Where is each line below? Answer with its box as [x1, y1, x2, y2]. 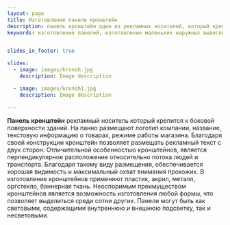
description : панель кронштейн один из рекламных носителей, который [7, 23, 210, 29]
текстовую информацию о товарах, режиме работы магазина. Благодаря [7, 131, 222, 139]
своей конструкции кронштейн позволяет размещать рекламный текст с [7, 138, 221, 146]
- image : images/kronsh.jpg [13, 67, 94, 73]
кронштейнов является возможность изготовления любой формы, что [7, 189, 214, 198]
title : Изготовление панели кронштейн [7, 16, 118, 23]
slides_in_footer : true [7, 47, 75, 55]
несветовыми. [7, 211, 49, 220]
